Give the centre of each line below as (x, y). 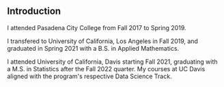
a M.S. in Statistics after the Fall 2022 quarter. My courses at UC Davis (106, 69)
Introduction (34, 11)
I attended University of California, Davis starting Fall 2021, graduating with (112, 62)
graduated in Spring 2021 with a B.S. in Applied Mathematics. (93, 48)
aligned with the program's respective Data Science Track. (89, 76)
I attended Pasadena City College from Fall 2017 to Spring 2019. (97, 27)
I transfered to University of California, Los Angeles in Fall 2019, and (102, 41)
